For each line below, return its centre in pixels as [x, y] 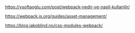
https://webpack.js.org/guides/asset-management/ [56, 16]
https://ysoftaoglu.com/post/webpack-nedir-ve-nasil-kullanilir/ [67, 7]
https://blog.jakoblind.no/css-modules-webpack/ [54, 25]
